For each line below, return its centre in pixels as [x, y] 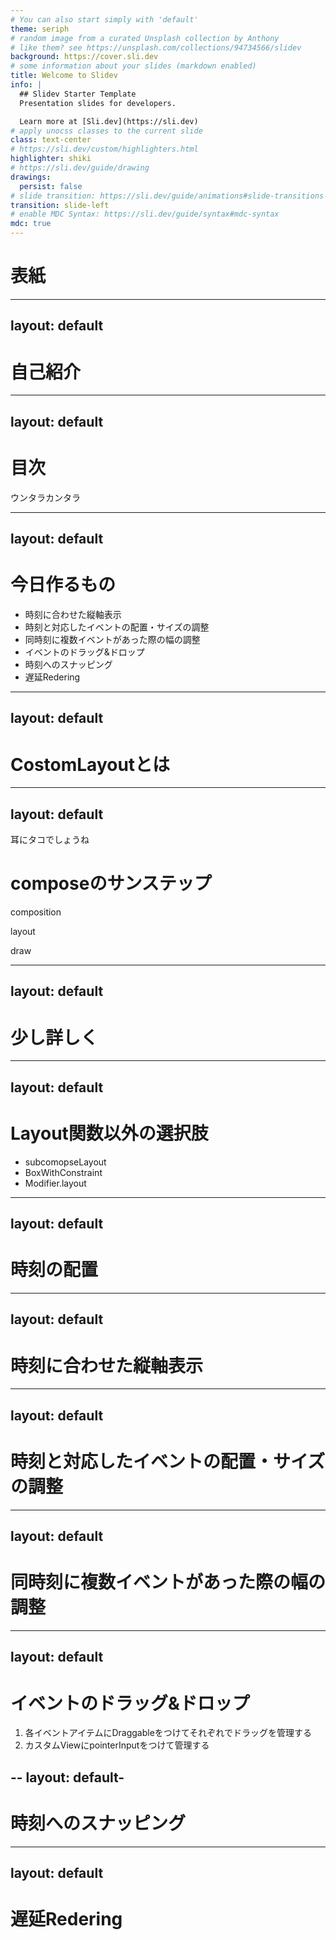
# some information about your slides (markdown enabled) [133, 66]
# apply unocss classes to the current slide [106, 131]
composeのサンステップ [111, 883]
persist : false [51, 186]
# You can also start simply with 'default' [104, 19]
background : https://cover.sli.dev [84, 57]
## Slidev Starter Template [78, 94]
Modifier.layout [55, 1183]
